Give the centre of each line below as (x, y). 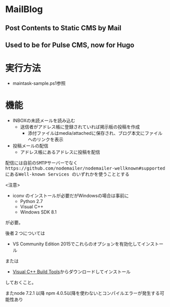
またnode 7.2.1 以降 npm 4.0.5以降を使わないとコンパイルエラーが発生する (83, 293)
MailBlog (24, 9)
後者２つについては (25, 233)
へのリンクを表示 (46, 139)
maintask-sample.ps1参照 (39, 83)
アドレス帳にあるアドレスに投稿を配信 (60, 152)
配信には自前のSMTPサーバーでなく (41, 163)
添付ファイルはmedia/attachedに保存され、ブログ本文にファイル (95, 133)
